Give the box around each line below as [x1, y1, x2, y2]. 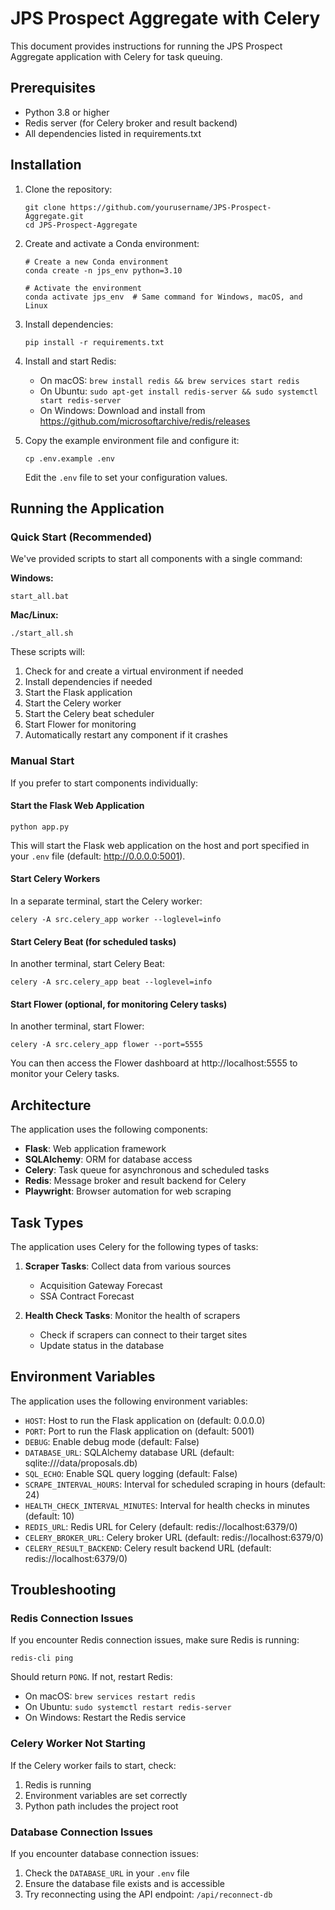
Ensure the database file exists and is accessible [24, 1878, 226, 1890]
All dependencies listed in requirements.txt [24, 127, 202, 139]
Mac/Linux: [10, 609, 59, 621]
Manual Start [10, 754, 75, 768]
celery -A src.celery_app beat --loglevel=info [10, 977, 213, 987]
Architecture [10, 1097, 92, 1114]
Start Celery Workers [10, 873, 101, 885]
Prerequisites [10, 80, 96, 97]
